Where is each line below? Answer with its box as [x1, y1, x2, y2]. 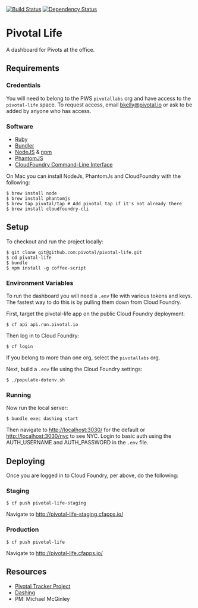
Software [6, 122, 34, 130]
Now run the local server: [6, 405, 68, 412]
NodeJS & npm [14, 148, 52, 155]
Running [6, 390, 32, 399]
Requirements [6, 63, 59, 74]
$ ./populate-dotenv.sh [6, 377, 65, 383]
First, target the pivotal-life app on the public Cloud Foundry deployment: [6, 310, 186, 318]
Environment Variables [6, 278, 74, 287]
